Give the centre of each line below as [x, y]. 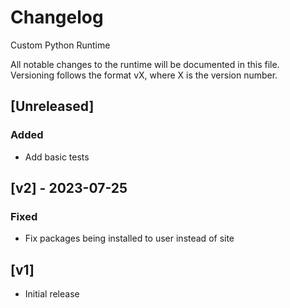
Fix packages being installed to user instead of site [129, 238]
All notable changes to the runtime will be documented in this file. [145, 64]
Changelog [57, 17]
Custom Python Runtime [60, 45]
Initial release [52, 294]
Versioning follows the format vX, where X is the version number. [144, 75]
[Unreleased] [52, 106]
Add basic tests [57, 157]
